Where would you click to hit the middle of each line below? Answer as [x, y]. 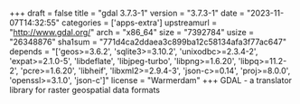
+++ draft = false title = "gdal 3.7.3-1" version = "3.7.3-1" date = [127, 13]
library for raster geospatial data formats [85, 90]
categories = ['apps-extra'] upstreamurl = [140, 23]
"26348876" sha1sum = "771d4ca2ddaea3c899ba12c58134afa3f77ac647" [148, 42]
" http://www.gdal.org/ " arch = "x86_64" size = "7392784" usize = [132, 32]
